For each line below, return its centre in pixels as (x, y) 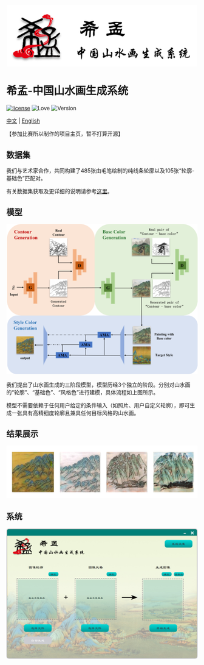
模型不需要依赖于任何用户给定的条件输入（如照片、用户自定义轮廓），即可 (98, 405)
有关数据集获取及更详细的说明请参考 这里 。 (59, 191)
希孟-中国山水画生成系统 (67, 91)
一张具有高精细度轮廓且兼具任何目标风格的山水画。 (75, 413)
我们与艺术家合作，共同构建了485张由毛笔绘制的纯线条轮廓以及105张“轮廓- (100, 170)
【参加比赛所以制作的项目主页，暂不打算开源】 (65, 134)
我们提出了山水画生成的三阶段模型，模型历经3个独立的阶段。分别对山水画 (98, 385)
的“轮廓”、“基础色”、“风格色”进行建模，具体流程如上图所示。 (83, 392)
